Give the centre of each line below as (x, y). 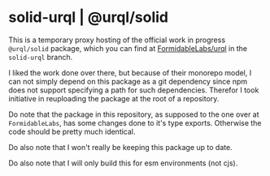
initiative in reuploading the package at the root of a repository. (114, 98)
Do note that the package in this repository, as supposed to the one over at (134, 114)
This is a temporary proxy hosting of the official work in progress (117, 40)
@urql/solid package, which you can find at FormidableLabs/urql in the (128, 48)
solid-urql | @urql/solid (89, 17)
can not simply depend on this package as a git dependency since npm (128, 81)
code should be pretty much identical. (72, 131)
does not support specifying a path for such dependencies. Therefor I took (134, 90)
